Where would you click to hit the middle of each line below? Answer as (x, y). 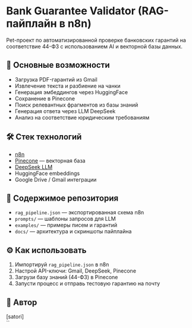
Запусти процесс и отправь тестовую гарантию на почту (87, 283)
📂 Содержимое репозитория (62, 198)
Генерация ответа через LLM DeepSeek (65, 111)
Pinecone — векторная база (50, 160)
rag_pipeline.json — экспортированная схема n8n (79, 213)
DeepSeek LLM (34, 167)
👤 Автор (22, 302)
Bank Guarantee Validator (71, 11)
